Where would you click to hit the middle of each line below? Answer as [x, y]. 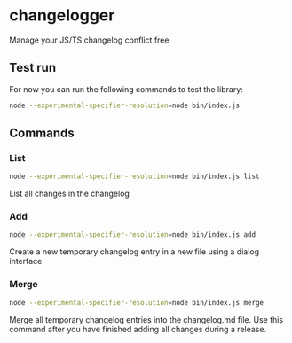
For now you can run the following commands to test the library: [126, 89]
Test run [33, 68]
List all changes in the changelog [70, 194]
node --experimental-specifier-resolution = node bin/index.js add [132, 235]
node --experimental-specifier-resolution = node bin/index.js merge [137, 302]
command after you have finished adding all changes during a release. [138, 329]
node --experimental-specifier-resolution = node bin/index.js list [134, 177]
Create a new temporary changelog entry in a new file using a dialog [134, 252]
